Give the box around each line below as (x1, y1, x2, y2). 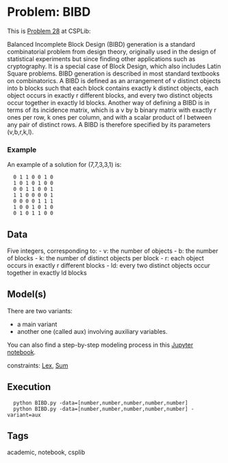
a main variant (16, 320, 58, 328)
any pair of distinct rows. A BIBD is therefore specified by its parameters (7, 120, 211, 128)
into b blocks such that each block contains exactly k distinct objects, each (7, 84, 219, 92)
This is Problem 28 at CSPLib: (7, 27, 91, 35)
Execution (7, 381, 51, 393)
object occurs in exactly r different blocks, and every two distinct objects (7, 91, 213, 100)
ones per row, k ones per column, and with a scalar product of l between (7, 113, 212, 121)
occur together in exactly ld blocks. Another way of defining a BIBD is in (7, 98, 210, 106)
